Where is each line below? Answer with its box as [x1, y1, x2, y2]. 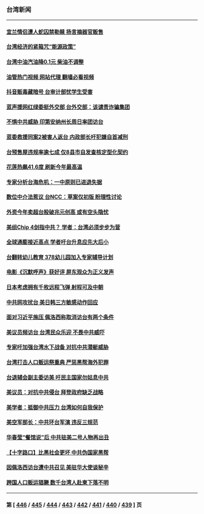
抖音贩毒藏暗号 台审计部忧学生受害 [6, 88, 93, 95]
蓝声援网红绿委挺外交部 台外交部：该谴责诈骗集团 [6, 103, 131, 110]
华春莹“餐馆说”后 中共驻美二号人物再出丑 [6, 433, 109, 441]
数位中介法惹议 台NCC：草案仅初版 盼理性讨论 [6, 193, 123, 201]
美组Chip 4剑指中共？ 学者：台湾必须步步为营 [6, 223, 120, 231]
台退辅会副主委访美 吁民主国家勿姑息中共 [6, 373, 109, 380]
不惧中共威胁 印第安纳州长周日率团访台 [6, 118, 104, 126]
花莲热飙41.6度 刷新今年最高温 [6, 163, 83, 171]
